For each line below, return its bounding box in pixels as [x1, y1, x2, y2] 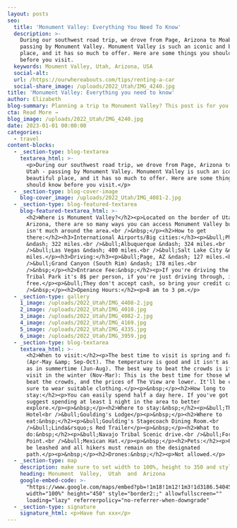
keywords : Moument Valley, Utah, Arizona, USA [13, 63, 153, 70]
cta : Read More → [7, 109, 59, 116]
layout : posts [7, 10, 49, 18]
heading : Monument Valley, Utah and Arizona [20, 471, 166, 478]
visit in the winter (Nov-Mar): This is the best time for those [25, 372, 222, 379]
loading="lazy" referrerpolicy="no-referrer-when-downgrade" [25, 496, 210, 504]
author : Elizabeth [7, 96, 61, 103]
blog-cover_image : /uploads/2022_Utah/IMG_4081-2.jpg [20, 194, 181, 201]
